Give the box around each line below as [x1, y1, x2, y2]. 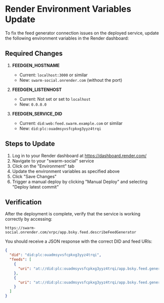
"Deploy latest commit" [12, 184, 59, 189]
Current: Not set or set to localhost [19, 96, 91, 102]
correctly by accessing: [5, 216, 53, 222]
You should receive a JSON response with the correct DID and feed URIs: [5, 238, 152, 244]
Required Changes [5, 49, 63, 58]
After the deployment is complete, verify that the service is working [5, 211, 141, 217]
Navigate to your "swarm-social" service [12, 158, 94, 163]
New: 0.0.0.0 [19, 101, 47, 107]
